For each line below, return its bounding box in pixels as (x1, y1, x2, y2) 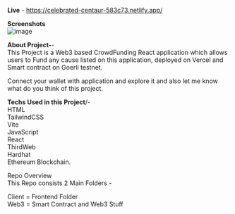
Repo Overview (7, 172, 52, 180)
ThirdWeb (7, 143, 37, 151)
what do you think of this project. (7, 84, 104, 92)
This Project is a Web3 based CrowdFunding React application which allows (7, 49, 228, 56)
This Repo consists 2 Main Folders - (7, 179, 112, 187)
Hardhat (7, 151, 31, 158)
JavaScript (7, 128, 39, 136)
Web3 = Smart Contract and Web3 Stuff (7, 200, 123, 208)
